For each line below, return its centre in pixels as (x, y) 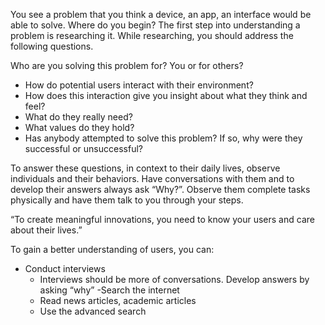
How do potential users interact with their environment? (139, 85)
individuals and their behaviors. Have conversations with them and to (152, 178)
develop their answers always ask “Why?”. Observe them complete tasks (160, 189)
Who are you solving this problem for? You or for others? (127, 65)
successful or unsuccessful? (83, 148)
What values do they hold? (79, 127)
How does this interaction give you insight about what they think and (166, 95)
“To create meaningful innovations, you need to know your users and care (162, 219)
